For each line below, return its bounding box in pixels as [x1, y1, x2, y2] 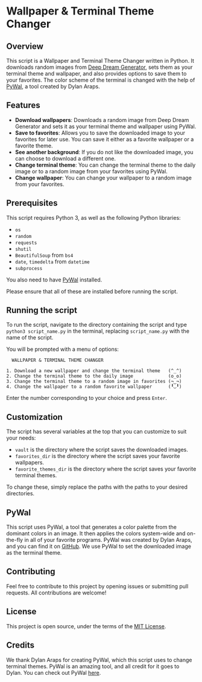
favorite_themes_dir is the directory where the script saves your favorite [14, 465, 197, 472]
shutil [14, 246, 32, 252]
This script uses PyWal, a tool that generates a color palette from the [6, 524, 177, 531]
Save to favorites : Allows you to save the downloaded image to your [14, 129, 186, 137]
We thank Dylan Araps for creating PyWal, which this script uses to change [6, 656, 192, 663]
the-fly [6, 536, 23, 544]
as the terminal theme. [6, 549, 62, 556]
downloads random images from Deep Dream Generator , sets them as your [6, 63, 193, 71]
